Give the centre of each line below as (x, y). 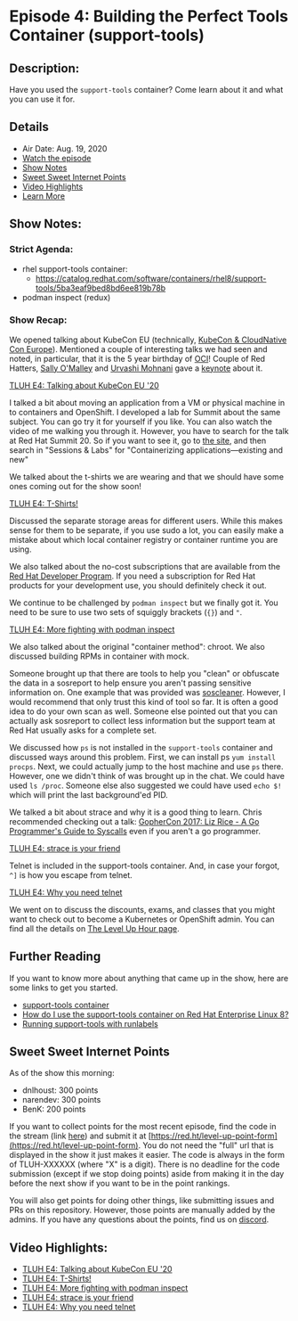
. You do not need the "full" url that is (205, 1145)
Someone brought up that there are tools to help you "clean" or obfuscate (145, 673)
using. (20, 549)
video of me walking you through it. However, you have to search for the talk (149, 431)
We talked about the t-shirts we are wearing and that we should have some (147, 476)
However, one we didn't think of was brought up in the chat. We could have (147, 775)
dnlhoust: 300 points (60, 1090)
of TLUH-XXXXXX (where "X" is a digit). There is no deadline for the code (145, 1164)
